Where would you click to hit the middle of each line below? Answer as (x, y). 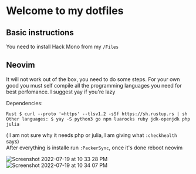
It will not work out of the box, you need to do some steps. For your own (93, 79)
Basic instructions (40, 33)
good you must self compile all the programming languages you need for (94, 85)
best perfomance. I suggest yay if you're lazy (61, 92)
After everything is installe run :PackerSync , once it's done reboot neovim (94, 148)
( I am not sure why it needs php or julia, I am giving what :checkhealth (92, 135)
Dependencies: (24, 103)
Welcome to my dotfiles (65, 11)
